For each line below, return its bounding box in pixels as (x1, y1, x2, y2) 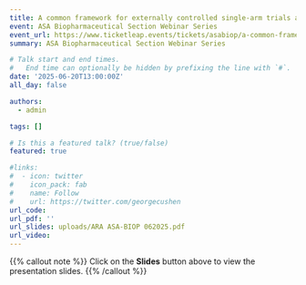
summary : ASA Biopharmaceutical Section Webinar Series (9, 38, 226, 48)
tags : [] (9, 122, 43, 131)
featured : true (9, 147, 67, 156)
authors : (9, 97, 43, 106)
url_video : (9, 231, 51, 240)
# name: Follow (9, 188, 79, 198)
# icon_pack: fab (9, 180, 88, 189)
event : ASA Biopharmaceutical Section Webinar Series (9, 22, 219, 31)
